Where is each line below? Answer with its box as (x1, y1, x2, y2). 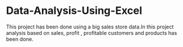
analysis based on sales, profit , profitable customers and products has (6, 29, 177, 36)
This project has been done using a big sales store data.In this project (6, 23, 174, 30)
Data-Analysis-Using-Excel (6, 4, 143, 17)
